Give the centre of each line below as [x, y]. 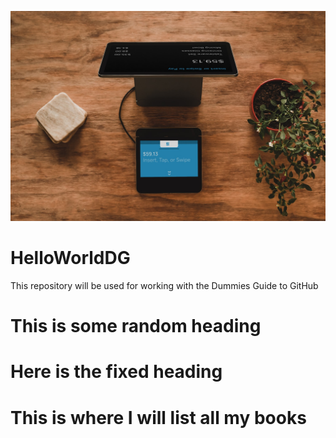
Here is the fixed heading [116, 372]
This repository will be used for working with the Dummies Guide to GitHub [164, 286]
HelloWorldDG [70, 258]
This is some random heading [136, 326]
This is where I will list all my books [158, 417]
